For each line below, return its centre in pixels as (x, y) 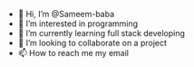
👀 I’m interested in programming (78, 24)
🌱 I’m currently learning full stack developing (102, 33)
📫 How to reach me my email (73, 53)
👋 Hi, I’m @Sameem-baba (66, 14)
